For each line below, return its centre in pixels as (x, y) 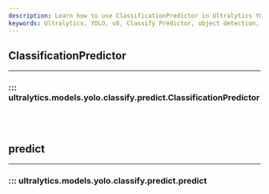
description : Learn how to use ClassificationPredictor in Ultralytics (130, 16)
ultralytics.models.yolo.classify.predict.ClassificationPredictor (134, 98)
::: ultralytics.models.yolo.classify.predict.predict (108, 181)
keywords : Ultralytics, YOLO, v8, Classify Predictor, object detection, (134, 23)
